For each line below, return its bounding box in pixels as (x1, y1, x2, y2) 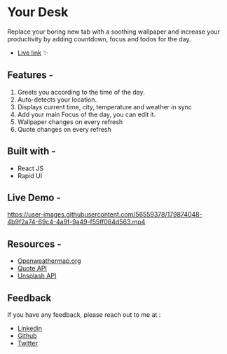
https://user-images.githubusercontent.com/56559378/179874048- (7, 210, 202, 219)
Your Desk (7, 4, 69, 20)
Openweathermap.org (17, 257, 82, 265)
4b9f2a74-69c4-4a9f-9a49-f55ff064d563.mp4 (7, 218, 146, 226)
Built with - (7, 145, 56, 158)
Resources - (7, 238, 62, 250)
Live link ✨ (17, 48, 49, 57)
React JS (17, 164, 44, 172)
